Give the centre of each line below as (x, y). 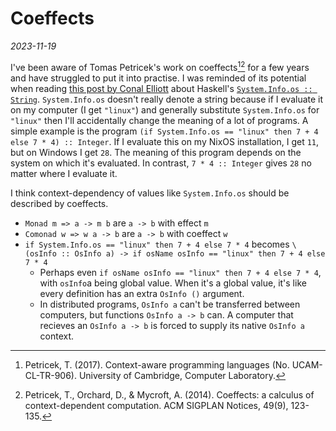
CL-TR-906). (50, 375)
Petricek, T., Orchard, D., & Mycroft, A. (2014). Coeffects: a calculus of (169, 394)
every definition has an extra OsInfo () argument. (142, 293)
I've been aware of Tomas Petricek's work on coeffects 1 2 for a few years (160, 66)
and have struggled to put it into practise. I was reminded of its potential (158, 78)
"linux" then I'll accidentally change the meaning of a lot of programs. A (159, 120)
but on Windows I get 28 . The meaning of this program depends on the (156, 152)
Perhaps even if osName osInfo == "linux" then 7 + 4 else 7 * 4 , (180, 272)
